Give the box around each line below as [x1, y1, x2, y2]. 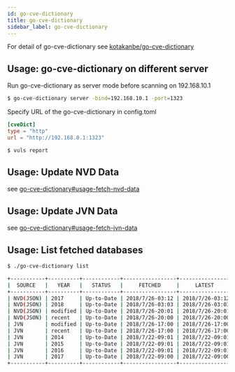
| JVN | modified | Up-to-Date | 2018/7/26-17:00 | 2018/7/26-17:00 [7, 321, 230, 328]
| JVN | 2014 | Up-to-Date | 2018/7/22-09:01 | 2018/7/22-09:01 [7, 333, 230, 340]
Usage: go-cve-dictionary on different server [7, 62, 208, 74]
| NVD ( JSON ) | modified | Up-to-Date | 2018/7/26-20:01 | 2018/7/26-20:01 [7, 308, 230, 315]
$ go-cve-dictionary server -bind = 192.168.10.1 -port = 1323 [7, 95, 183, 102]
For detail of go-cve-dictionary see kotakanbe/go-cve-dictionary [7, 43, 194, 51]
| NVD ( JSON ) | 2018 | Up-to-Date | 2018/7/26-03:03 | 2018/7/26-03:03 [7, 301, 230, 308]
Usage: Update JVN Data [7, 205, 118, 217]
